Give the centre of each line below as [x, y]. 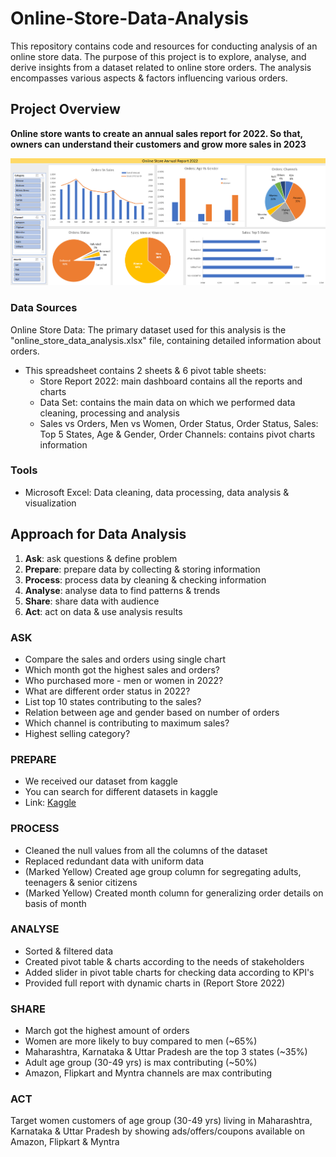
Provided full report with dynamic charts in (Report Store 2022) [155, 983]
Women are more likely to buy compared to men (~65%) [141, 1041]
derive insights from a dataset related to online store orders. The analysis [161, 67]
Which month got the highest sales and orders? [122, 669]
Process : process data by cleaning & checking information [145, 579]
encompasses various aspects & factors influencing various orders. [149, 78]
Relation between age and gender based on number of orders [152, 712]
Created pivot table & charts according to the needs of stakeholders [164, 961]
